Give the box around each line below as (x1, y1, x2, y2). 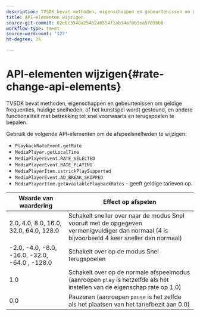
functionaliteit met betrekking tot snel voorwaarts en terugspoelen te (6, 112, 174, 119)
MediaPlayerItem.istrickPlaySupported (14, 168, 111, 174)
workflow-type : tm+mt (6, 25, 60, 32)
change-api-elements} (6, 80, 122, 94)
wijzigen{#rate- (85, 67, 165, 81)
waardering (19, 201, 53, 209)
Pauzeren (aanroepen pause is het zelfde (68, 293, 182, 301)
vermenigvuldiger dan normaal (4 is (68, 226, 168, 234)
